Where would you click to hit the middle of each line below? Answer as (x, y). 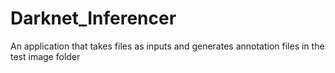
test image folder (45, 56)
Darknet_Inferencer (93, 18)
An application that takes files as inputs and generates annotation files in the (167, 46)
